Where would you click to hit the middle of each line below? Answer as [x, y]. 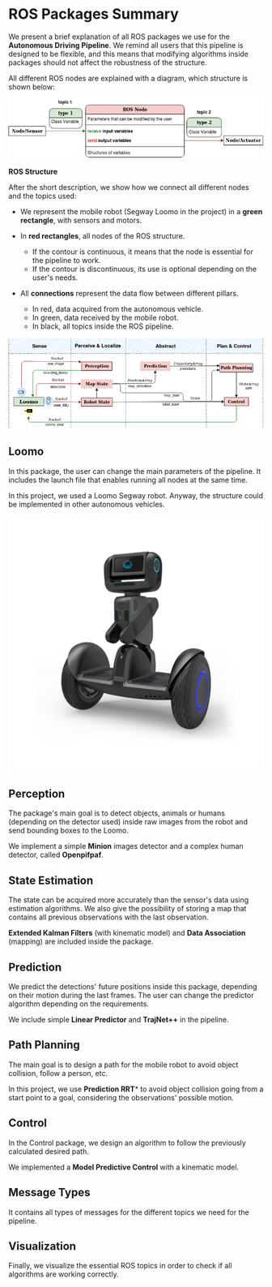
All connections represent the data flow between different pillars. [129, 293]
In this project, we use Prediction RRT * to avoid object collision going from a [136, 1089]
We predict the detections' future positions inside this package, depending [133, 987]
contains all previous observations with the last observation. [108, 917]
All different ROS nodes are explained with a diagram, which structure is [128, 78]
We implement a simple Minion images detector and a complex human [126, 846]
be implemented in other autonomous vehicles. [87, 504]
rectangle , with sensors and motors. [81, 220]
